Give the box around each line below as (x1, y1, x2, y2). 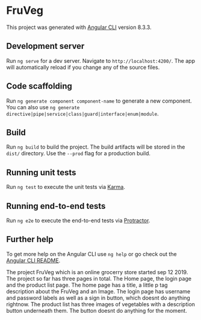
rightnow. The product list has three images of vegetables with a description (6, 300, 196, 308)
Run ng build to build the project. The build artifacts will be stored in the (6, 143, 185, 151)
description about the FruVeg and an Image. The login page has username (6, 287, 191, 295)
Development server (6, 41, 85, 51)
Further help (6, 234, 54, 245)
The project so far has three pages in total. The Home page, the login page (6, 275, 191, 282)
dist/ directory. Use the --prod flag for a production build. (6, 150, 150, 157)
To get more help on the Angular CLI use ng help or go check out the (6, 250, 177, 257)
